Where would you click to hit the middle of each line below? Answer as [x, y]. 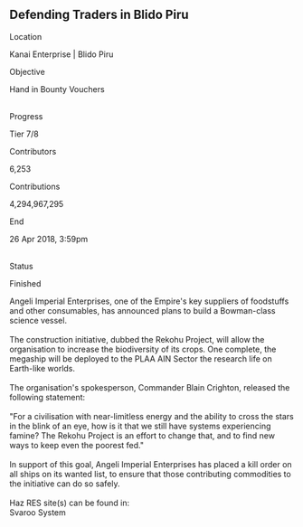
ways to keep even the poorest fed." [77, 445]
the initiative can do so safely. [65, 484]
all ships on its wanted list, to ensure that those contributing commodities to [150, 474]
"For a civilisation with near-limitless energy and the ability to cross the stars [151, 416]
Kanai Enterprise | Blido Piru [62, 54]
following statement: [47, 397]
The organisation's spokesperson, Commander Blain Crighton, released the [150, 387]
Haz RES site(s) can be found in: [70, 503]
